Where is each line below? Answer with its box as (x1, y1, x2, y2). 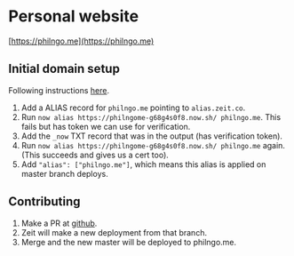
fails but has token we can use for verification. (20, 121, 191, 132)
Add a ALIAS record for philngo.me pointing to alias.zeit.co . (20, 102, 246, 113)
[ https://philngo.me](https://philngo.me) (8, 36, 155, 46)
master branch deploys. (20, 168, 108, 179)
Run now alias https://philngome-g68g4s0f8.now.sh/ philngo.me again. (20, 140, 286, 150)
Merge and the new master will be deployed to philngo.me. (20, 236, 237, 247)
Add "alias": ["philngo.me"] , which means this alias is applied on (20, 158, 266, 170)
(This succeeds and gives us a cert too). (20, 149, 170, 160)
